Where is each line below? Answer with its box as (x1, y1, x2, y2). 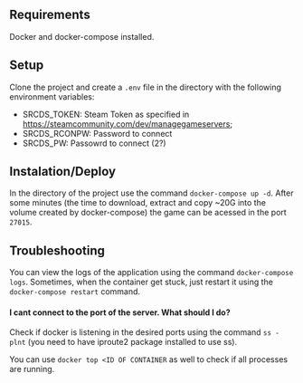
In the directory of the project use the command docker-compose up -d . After (9, 187, 294, 198)
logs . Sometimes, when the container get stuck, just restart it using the (9, 276, 274, 288)
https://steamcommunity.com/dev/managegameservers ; (22, 118, 233, 129)
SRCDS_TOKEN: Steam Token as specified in (22, 109, 190, 120)
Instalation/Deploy (9, 164, 116, 179)
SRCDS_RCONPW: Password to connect (22, 128, 173, 139)
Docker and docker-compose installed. (9, 31, 155, 42)
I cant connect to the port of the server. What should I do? (9, 307, 231, 318)
